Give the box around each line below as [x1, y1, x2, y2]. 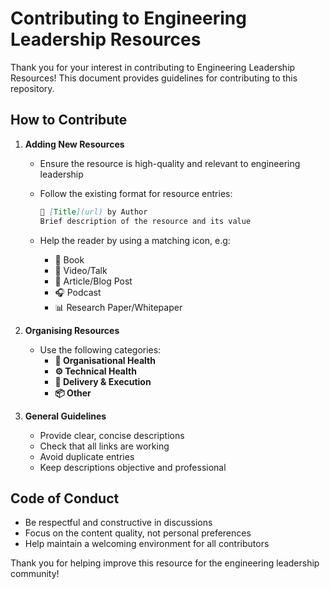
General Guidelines [24, 410, 107, 422]
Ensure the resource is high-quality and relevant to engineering [39, 157, 301, 169]
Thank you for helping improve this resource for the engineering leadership [10, 557, 320, 569]
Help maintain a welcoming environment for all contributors [24, 538, 270, 550]
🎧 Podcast [54, 286, 102, 298]
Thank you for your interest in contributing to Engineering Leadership [10, 61, 296, 73]
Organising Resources [24, 324, 120, 336]
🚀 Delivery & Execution [54, 375, 152, 387]
